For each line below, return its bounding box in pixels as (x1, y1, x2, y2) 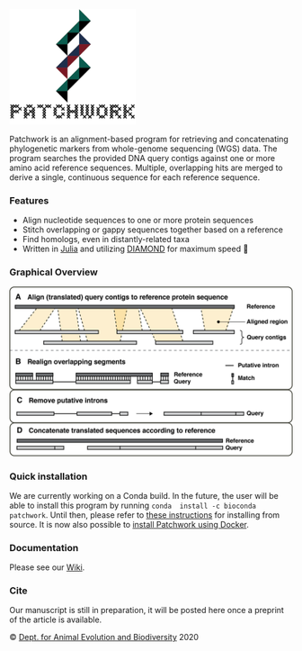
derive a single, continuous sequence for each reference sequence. (9, 171, 261, 183)
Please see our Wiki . (9, 562, 85, 573)
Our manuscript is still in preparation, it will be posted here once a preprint (9, 605, 285, 616)
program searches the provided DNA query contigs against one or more (9, 152, 276, 163)
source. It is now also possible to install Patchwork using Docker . (9, 519, 250, 529)
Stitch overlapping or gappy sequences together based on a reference (22, 224, 284, 235)
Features (9, 194, 49, 206)
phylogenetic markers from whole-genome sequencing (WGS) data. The (9, 143, 278, 154)
